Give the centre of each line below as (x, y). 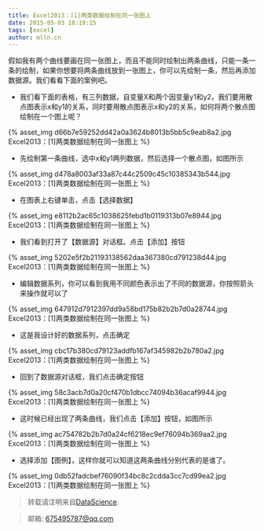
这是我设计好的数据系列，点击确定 (75, 335)
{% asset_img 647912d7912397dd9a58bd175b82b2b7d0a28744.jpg (118, 309)
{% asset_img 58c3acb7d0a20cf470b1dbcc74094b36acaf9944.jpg (117, 393)
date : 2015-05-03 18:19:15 (52, 23)
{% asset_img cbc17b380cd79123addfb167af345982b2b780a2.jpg (116, 351)
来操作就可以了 (44, 293)
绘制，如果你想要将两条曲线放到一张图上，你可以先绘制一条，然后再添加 (139, 71)
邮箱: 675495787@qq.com (70, 518)
